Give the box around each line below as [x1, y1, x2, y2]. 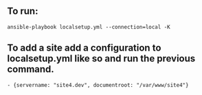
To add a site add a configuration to [7, 42, 161, 54]
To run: [7, 5, 38, 17]
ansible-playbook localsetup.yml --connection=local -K [7, 23, 170, 30]
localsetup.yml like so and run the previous [7, 53, 196, 64]
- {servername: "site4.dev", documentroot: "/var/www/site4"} [7, 81, 189, 88]
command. [7, 64, 55, 75]
